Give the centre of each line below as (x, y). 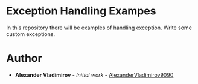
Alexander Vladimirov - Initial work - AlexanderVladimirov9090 (94, 75)
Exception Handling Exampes (81, 11)
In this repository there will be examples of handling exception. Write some (99, 28)
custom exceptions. (31, 34)
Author (24, 58)
